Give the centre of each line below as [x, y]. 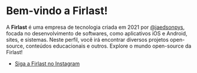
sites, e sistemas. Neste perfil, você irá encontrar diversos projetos [88, 39]
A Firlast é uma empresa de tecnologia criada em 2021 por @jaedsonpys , [95, 27]
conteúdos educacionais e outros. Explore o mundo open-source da [109, 46]
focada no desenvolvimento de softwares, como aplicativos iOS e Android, [97, 33]
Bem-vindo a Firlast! [57, 11]
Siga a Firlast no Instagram [47, 64]
